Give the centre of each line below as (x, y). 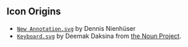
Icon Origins (34, 12)
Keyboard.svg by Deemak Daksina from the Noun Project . (99, 36)
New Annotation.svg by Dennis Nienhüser (76, 28)
